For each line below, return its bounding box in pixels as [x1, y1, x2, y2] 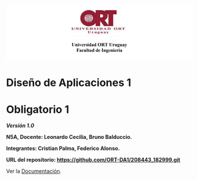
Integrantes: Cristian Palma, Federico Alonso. [6, 145, 120, 152]
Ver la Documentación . [6, 168, 62, 175]
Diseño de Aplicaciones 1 [6, 76, 132, 89]
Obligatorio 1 [6, 102, 70, 116]
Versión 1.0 [6, 122, 34, 129]
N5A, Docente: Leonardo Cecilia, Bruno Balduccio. [6, 134, 133, 141]
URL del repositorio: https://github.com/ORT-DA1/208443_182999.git [6, 156, 180, 164]
